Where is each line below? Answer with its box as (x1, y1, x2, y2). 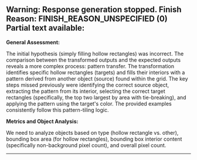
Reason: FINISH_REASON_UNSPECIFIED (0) (6, 14, 168, 24)
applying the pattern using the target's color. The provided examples (6, 100, 172, 107)
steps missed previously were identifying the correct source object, (6, 81, 169, 88)
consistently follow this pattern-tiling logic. (6, 106, 109, 114)
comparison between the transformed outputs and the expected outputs (6, 56, 181, 64)
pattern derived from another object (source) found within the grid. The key (6, 75, 189, 82)
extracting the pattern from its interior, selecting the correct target (6, 88, 165, 95)
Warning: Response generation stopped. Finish (6, 5, 182, 15)
